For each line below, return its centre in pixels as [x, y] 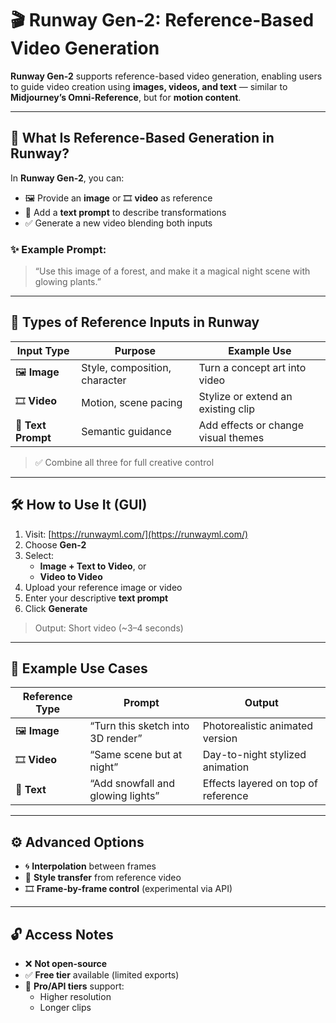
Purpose [135, 350]
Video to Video [71, 576]
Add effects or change [251, 425]
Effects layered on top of [260, 784]
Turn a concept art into [252, 367]
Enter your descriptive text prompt [96, 598]
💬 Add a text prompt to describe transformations [125, 212]
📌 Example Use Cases [79, 668]
